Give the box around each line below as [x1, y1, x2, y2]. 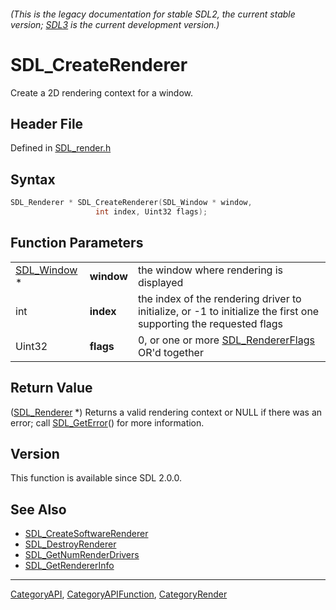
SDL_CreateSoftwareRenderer [24, 528, 149, 540]
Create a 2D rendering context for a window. [10, 86, 193, 99]
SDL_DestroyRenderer [24, 538, 117, 550]
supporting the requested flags [137, 316, 283, 330]
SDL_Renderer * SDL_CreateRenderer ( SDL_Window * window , [10, 198, 253, 208]
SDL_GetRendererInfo [24, 560, 115, 572]
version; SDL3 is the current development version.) [10, 18, 220, 30]
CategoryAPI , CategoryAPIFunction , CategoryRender [10, 588, 228, 600]
